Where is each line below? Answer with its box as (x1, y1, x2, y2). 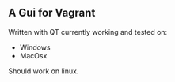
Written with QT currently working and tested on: (8, 27, 168, 36)
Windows (19, 43, 51, 52)
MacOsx (19, 50, 48, 60)
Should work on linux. (8, 66, 79, 76)
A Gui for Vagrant (8, 6, 96, 20)
